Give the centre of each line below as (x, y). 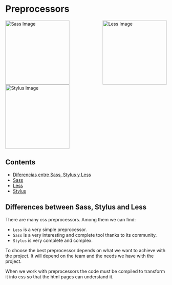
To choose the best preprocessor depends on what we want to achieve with (85, 250)
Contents (20, 162)
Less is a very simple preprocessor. (50, 230)
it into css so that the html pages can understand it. (59, 277)
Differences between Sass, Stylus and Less (76, 207)
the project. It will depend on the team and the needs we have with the (80, 256)
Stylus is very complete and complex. (53, 240)
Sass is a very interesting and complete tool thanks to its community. (85, 235)
